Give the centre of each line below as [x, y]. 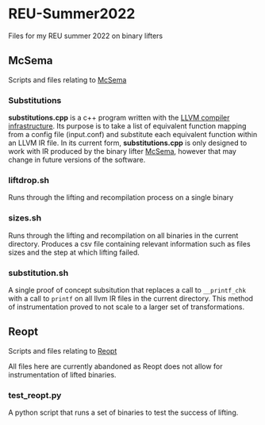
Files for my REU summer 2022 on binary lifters [86, 36]
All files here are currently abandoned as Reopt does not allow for [115, 366]
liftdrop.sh [29, 180]
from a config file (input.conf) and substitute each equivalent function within [133, 135]
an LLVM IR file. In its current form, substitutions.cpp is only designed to [128, 143]
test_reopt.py [35, 395]
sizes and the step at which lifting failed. [74, 252]
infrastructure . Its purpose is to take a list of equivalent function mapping [127, 126]
